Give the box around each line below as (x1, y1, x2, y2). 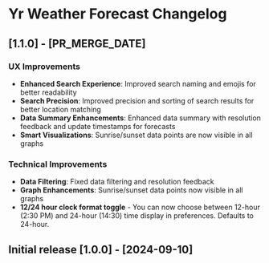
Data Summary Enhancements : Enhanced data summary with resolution (19, 113, 261, 123)
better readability (19, 87, 78, 97)
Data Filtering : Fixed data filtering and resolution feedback (19, 177, 214, 187)
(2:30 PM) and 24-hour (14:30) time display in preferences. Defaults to (19, 211, 255, 221)
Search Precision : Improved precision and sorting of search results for (19, 95, 255, 105)
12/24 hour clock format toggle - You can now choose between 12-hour (19, 202, 261, 212)
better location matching (19, 104, 102, 114)
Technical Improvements (8, 158, 108, 169)
